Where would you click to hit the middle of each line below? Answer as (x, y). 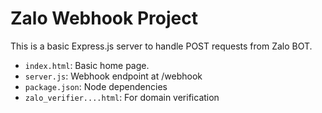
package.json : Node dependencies (96, 86)
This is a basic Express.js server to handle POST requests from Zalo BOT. (161, 46)
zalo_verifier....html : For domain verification (122, 97)
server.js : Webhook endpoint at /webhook (113, 76)
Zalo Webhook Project (104, 18)
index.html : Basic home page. (87, 65)
